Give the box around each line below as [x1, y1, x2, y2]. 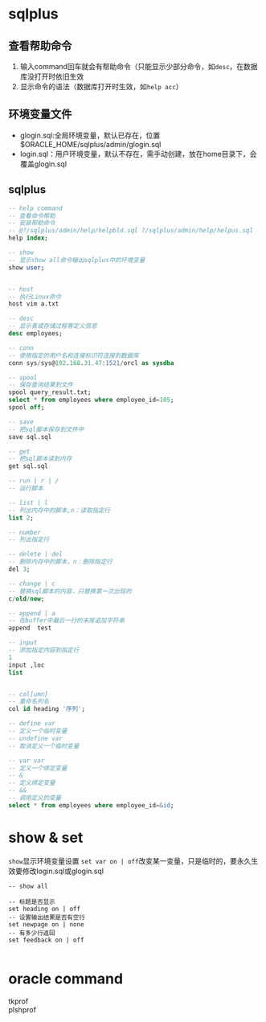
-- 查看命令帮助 [8, 211, 55, 220]
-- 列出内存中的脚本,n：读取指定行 [8, 506, 111, 515]
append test [8, 624, 52, 632]
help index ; [8, 234, 48, 242]
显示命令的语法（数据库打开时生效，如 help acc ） [19, 82, 183, 91]
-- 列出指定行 [8, 536, 50, 544]
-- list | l [8, 499, 48, 507]
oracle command [8, 970, 123, 987]
